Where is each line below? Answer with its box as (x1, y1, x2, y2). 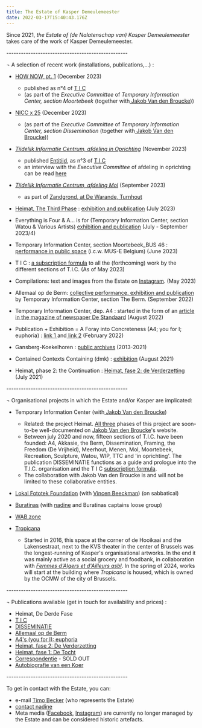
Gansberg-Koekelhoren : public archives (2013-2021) (14, 343, 147, 350)
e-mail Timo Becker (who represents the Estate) (14, 696, 134, 704)
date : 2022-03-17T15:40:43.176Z (6, 14, 87, 21)
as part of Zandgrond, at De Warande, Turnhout (24, 193, 143, 200)
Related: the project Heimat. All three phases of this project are (24, 420, 180, 427)
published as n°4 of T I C (24, 84, 86, 91)
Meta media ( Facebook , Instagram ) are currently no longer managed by (14, 709, 193, 717)
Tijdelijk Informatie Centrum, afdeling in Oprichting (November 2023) (14, 145, 187, 152)
